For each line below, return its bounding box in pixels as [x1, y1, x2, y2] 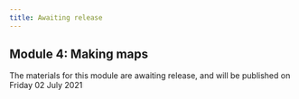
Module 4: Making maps [9, 47, 149, 62]
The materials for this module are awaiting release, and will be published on [9, 70, 291, 81]
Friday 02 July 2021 [9, 80, 83, 91]
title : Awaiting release [9, 13, 103, 22]
